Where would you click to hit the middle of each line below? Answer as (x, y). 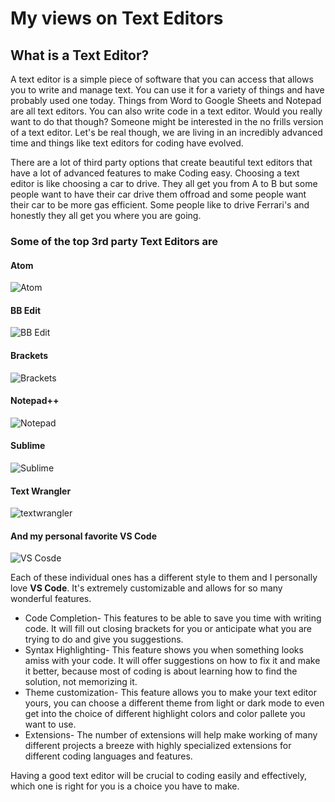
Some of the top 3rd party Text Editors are (114, 241)
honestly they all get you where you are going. (106, 215)
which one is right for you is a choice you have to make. (125, 786)
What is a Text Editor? (80, 55)
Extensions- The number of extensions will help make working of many (171, 735)
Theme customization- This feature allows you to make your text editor (170, 693)
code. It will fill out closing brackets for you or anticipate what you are (168, 629)
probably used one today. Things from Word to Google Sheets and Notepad (166, 100)
